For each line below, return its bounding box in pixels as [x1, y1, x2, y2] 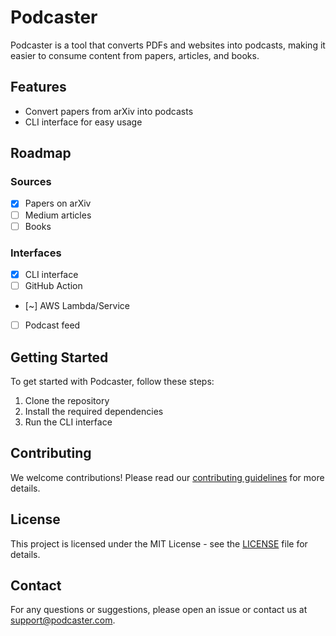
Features [10, 79, 67, 96]
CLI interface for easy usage [24, 116, 143, 128]
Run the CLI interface [24, 416, 113, 428]
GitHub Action [24, 279, 83, 291]
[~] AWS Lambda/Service [24, 300, 130, 312]
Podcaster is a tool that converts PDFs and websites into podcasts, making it [10, 39, 326, 51]
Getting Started [10, 349, 109, 366]
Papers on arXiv [24, 197, 92, 210]
